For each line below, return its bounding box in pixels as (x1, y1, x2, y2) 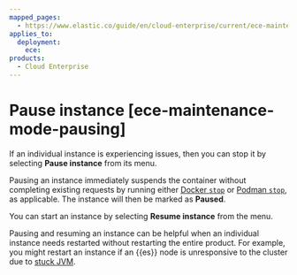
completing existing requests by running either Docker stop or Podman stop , (9, 184, 287, 195)
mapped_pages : (9, 12, 62, 22)
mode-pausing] (9, 119, 126, 140)
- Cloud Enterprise (17, 63, 89, 72)
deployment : (17, 37, 62, 47)
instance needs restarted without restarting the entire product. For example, (9, 237, 286, 248)
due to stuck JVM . (9, 256, 76, 266)
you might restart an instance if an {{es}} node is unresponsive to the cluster (9, 247, 288, 257)
